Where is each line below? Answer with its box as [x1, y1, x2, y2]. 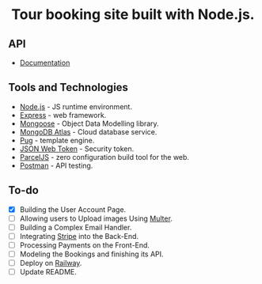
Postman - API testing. [19, 161, 93, 170]
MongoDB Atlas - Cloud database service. [19, 127, 158, 136]
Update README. [19, 267, 78, 277]
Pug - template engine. [19, 135, 95, 145]
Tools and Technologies [8, 81, 129, 94]
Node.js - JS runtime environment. [19, 101, 133, 112]
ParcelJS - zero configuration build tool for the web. [19, 152, 190, 161]
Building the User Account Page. [19, 204, 127, 214]
